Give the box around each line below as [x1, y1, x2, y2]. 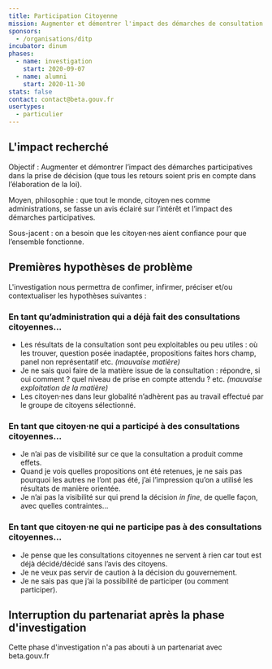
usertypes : [8, 103, 45, 111]
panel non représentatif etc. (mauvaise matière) [19, 356, 181, 366]
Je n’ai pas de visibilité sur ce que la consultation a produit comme [19, 449, 244, 459]
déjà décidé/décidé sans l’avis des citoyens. [19, 558, 168, 568]
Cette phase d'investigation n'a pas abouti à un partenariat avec [8, 642, 222, 652]
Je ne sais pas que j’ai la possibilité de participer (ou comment [19, 575, 229, 586]
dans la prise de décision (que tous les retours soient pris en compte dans [8, 170, 257, 180]
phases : [8, 50, 35, 58]
